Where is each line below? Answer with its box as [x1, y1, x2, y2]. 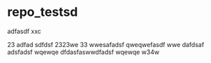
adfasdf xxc [7, 27, 42, 35]
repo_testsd [7, 4, 78, 20]
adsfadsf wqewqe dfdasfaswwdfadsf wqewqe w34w [7, 48, 159, 56]
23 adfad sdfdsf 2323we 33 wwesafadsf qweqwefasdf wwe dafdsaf [7, 40, 205, 48]
